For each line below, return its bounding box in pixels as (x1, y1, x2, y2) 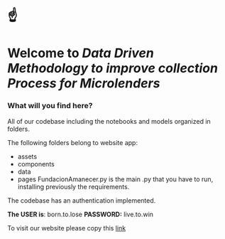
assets (17, 152, 38, 161)
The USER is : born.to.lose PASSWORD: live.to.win (7, 210, 154, 218)
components (17, 159, 55, 168)
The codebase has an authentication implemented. (7, 196, 156, 205)
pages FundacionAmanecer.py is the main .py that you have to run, (17, 174, 214, 184)
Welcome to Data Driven (7, 46, 154, 61)
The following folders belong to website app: (7, 138, 138, 147)
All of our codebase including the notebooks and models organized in (7, 117, 211, 125)
